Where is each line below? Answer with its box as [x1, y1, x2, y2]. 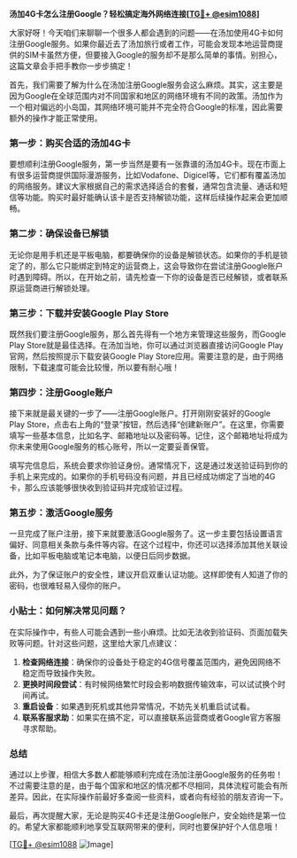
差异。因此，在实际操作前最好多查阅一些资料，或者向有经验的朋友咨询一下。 [9, 792, 288, 802]
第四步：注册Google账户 [9, 386, 113, 398]
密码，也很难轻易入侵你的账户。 [9, 581, 126, 591]
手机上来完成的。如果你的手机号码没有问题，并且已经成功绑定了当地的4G [9, 472, 276, 482]
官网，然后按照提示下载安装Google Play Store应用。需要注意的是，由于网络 [9, 350, 285, 362]
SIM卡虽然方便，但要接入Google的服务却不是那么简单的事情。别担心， [24, 50, 282, 60]
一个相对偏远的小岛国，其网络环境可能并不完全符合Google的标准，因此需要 [9, 102, 284, 112]
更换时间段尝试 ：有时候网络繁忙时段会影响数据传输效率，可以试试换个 [21, 678, 278, 690]
